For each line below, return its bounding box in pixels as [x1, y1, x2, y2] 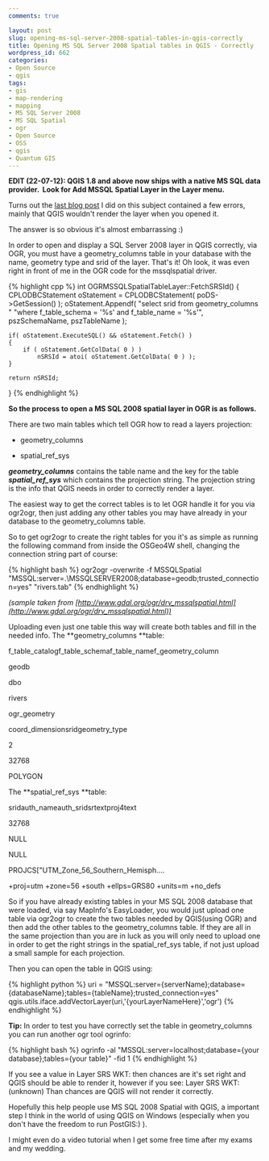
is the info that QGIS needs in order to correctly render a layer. [8, 484, 215, 494]
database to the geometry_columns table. [8, 516, 147, 526]
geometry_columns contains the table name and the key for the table [8, 466, 239, 477]
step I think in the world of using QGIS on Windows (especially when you [8, 1111, 250, 1121]
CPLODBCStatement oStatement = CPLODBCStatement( [8, 290, 196, 300]
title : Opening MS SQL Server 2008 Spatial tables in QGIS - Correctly [8, 41, 254, 49]
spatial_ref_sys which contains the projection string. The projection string [8, 475, 255, 485]
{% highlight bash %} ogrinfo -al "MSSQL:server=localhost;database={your [8, 1045, 259, 1055]
